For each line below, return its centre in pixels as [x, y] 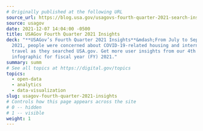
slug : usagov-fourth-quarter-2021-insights [62, 96]
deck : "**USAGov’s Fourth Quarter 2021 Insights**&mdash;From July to [97, 40]
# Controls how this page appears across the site [71, 101]
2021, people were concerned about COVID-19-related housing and [96, 46]
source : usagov [25, 23]
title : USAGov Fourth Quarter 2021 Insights [63, 34]
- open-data [27, 79]
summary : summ [24, 62]
